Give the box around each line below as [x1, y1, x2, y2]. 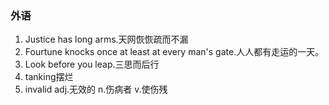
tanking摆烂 [24, 71, 74, 83]
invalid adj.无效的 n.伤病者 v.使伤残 [24, 83, 168, 96]
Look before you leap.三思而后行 [24, 58, 160, 71]
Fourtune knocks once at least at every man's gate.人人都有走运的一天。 [24, 46, 325, 58]
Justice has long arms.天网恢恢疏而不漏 [24, 33, 189, 46]
